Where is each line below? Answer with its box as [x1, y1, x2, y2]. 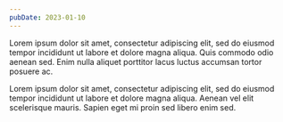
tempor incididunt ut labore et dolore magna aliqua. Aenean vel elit [9, 93, 254, 103]
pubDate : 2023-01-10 [9, 12, 87, 22]
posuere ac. [9, 66, 54, 77]
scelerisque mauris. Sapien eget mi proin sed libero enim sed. [9, 102, 237, 112]
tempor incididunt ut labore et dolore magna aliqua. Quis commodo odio [9, 46, 274, 58]
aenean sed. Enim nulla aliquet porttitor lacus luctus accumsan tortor [9, 56, 262, 67]
